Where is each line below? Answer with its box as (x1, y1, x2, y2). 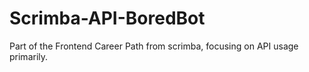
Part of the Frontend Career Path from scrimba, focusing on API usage (9, 40, 299, 52)
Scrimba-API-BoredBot (9, 7, 206, 30)
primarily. (9, 50, 49, 62)
